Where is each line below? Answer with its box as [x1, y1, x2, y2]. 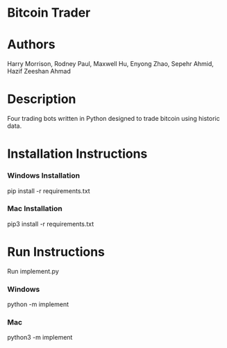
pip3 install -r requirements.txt [7, 219, 94, 228]
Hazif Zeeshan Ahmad [7, 67, 72, 76]
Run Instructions [7, 245, 106, 260]
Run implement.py [7, 267, 59, 275]
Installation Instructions [7, 146, 148, 162]
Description [7, 92, 76, 107]
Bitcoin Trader [7, 5, 91, 21]
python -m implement [7, 300, 69, 308]
